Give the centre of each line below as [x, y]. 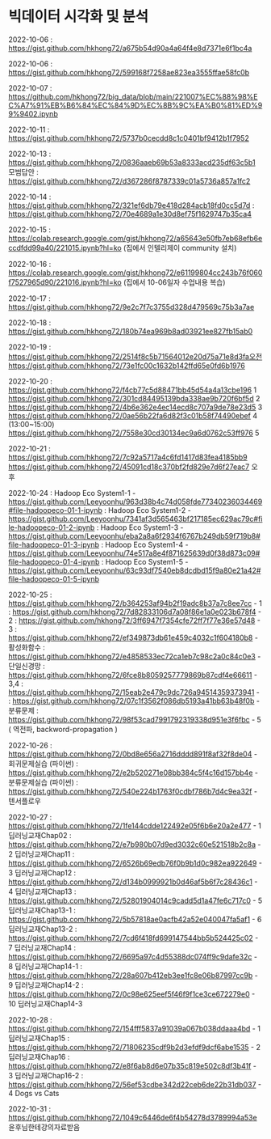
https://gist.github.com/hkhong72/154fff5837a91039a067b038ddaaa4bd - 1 [134, 1028]
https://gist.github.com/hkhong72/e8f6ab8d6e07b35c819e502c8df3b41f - [132, 1065]
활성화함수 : [27, 647]
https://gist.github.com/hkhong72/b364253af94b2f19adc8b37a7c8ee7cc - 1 [135, 603]
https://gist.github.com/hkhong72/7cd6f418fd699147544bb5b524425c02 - [133, 938]
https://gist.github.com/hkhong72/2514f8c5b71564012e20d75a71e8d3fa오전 [135, 356]
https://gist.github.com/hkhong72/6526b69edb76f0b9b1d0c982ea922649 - [135, 863]
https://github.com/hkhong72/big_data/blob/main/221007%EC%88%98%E [133, 96]
